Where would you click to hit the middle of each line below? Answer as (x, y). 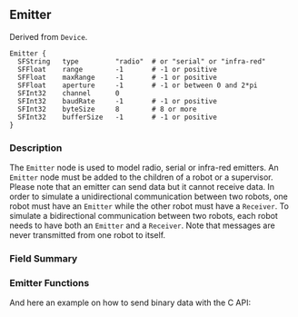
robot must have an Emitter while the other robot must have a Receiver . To (149, 206)
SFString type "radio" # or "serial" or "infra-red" (142, 61)
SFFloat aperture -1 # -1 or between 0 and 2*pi (138, 85)
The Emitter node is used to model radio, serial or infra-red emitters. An (144, 168)
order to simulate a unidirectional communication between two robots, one (149, 197)
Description (36, 147)
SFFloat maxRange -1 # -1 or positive (118, 77)
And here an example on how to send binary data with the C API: (130, 302)
